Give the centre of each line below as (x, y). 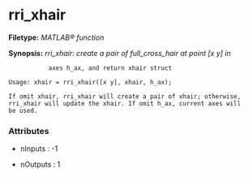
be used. (23, 110)
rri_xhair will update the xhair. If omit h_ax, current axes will (125, 103)
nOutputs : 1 (40, 165)
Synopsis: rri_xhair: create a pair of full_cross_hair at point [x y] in (120, 53)
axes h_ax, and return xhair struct (110, 68)
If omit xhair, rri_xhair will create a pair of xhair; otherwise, (125, 96)
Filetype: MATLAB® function (56, 37)
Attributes (29, 131)
